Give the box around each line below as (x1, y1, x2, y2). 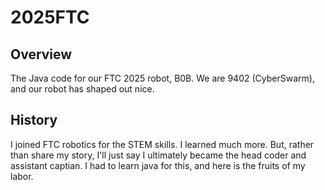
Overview (10, 46, 73, 63)
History (10, 112, 58, 129)
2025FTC (10, 6, 90, 29)
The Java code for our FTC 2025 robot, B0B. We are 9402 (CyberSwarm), (10, 72, 315, 84)
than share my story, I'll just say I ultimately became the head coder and (10, 149, 307, 161)
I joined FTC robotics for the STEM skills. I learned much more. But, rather (10, 138, 315, 150)
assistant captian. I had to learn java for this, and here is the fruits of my (10, 159, 306, 171)
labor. (10, 170, 34, 182)
